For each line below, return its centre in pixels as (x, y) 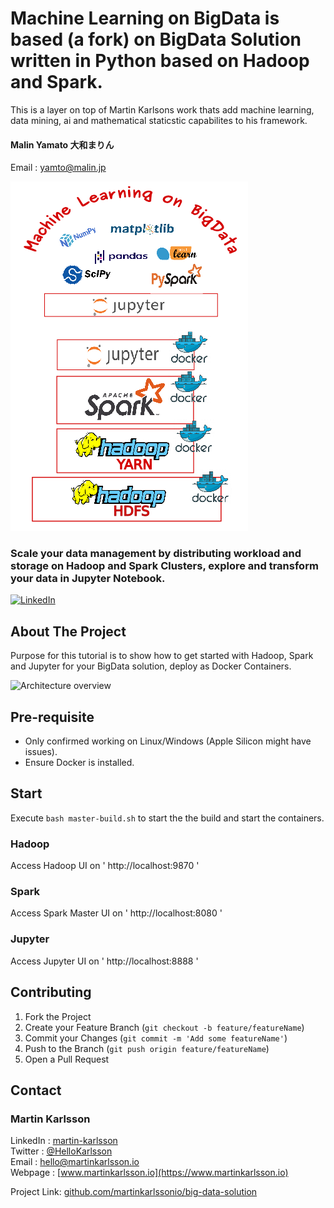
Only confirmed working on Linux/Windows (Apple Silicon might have (168, 741)
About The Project (68, 631)
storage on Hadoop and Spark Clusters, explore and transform (164, 566)
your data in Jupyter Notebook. (88, 579)
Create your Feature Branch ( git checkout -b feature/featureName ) (164, 1027)
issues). (41, 752)
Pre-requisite (52, 717)
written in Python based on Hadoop (160, 61)
